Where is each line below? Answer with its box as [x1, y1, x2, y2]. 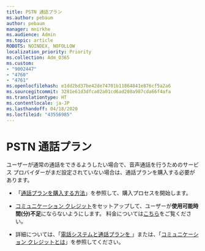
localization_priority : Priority [6, 49, 92, 55]
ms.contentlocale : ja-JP [6, 100, 70, 106]
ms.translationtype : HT [6, 94, 67, 100]
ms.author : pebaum [6, 15, 53, 21]
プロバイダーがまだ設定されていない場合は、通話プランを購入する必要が [13, 169, 195, 176]
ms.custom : [6, 60, 34, 66]
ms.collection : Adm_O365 [6, 54, 70, 61]
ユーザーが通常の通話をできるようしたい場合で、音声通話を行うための [6, 161, 183, 168]
